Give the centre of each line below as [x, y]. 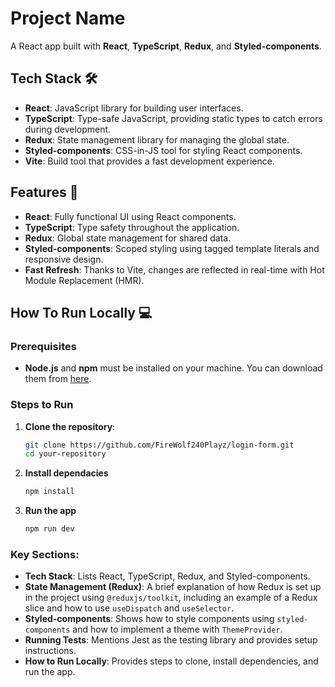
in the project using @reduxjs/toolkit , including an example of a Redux [171, 598]
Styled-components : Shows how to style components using [149, 619]
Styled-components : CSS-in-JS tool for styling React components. [163, 150]
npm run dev [49, 529]
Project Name [68, 18]
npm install [49, 492]
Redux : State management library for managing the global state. [157, 139]
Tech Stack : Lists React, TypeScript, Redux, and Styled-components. [167, 576]
